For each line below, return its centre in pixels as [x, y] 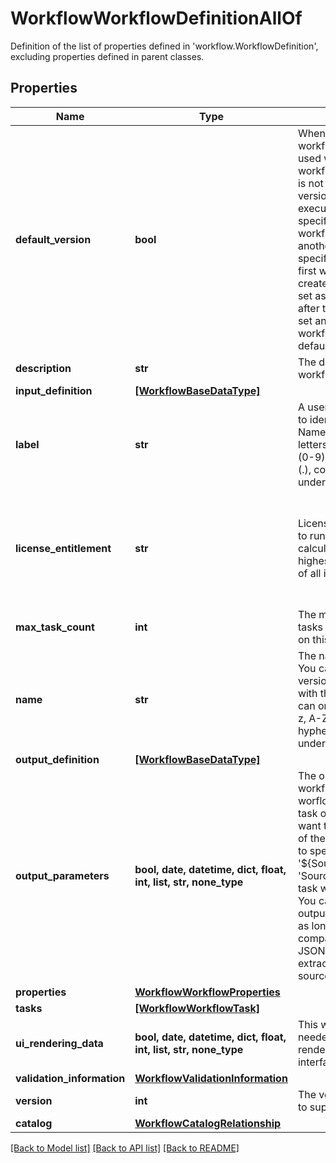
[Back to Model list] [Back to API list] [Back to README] [125, 1148]
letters [312, 444]
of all [309, 573]
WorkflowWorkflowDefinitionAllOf [156, 18]
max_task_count [55, 627]
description [43, 368]
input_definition [54, 390]
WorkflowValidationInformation [211, 1078]
